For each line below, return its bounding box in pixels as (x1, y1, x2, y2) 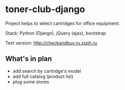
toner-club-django (5, 4, 85, 15)
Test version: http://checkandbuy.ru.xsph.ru (5, 39, 98, 46)
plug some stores (12, 78, 49, 84)
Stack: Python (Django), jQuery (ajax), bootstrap (5, 30, 106, 36)
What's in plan (5, 55, 52, 63)
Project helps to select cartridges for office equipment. (5, 20, 120, 26)
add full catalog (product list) (12, 73, 74, 79)
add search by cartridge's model (12, 68, 81, 74)
